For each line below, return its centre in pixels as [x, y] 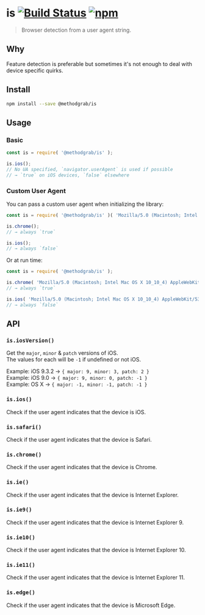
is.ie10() [21, 537]
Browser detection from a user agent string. [76, 30]
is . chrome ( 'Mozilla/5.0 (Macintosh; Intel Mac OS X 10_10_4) [87, 283]
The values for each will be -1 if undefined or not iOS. [74, 360]
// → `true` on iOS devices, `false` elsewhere [68, 175]
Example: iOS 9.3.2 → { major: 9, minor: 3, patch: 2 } [78, 371]
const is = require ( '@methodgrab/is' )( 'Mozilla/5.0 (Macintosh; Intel [102, 215]
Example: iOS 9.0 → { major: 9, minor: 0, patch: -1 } [77, 378]
